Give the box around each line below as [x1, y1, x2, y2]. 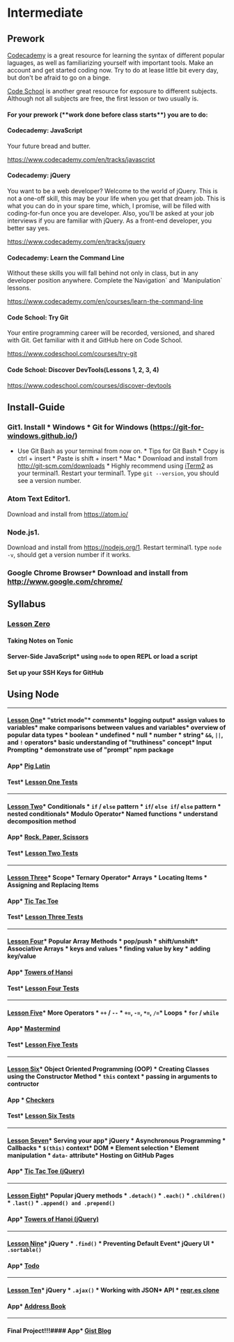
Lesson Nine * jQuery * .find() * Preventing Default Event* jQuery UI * [7, 1239, 214, 1248]
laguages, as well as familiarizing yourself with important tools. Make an [7, 59, 214, 67]
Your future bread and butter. [7, 142, 91, 150]
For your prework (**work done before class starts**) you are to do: [7, 110, 208, 119]
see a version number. [17, 477, 81, 485]
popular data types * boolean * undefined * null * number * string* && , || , [7, 731, 224, 739]
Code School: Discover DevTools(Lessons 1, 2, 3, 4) [7, 366, 159, 374]
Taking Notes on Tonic [7, 636, 74, 645]
